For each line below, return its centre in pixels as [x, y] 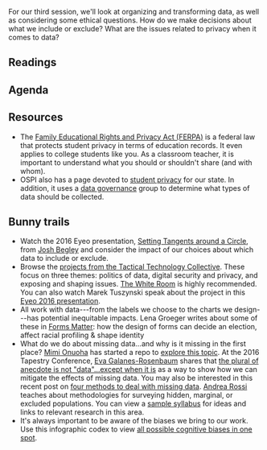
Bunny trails [39, 222]
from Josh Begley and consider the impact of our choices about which [137, 250]
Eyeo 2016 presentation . [60, 301]
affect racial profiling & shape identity [82, 335]
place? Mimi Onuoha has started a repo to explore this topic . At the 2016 [140, 353]
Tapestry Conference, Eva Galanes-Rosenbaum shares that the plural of [139, 361]
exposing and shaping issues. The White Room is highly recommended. [138, 284]
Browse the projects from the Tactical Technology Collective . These [132, 267]
